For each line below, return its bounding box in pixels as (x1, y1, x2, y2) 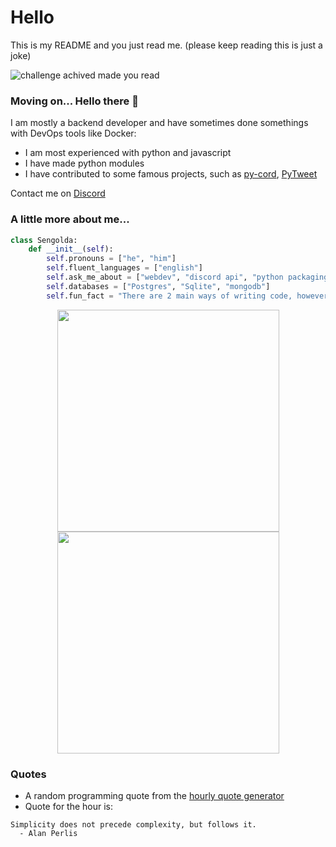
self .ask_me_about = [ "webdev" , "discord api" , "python (46, 272, 284, 283)
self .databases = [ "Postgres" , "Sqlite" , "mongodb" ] (46, 281, 271, 291)
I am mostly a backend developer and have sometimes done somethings (10, 117, 309, 129)
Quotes (10, 767, 47, 781)
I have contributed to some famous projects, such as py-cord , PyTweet (24, 168, 318, 180)
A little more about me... (10, 212, 130, 226)
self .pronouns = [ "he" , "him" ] (46, 254, 177, 264)
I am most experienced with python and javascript (24, 147, 232, 159)
